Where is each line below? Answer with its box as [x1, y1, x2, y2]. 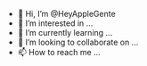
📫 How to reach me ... [17, 47, 101, 57]
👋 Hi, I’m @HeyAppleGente [17, 9, 116, 19]
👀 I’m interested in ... [17, 18, 94, 29]
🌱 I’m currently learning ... [17, 28, 113, 37]
